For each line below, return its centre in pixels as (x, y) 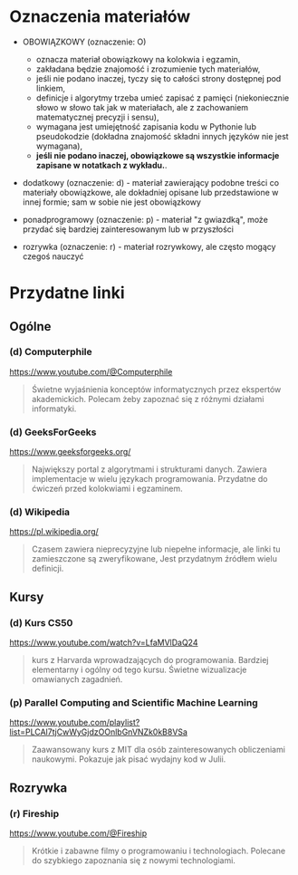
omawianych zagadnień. (77, 679)
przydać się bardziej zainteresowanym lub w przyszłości (128, 229)
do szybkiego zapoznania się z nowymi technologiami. (133, 861)
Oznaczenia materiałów (100, 17)
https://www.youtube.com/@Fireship (78, 833)
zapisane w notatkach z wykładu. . (101, 165)
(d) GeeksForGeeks (53, 432)
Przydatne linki (67, 293)
